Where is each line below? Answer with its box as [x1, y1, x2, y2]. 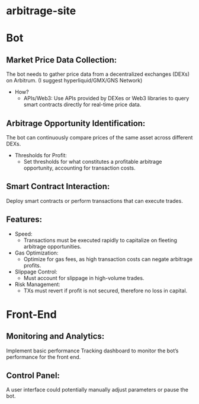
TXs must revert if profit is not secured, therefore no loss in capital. [23, 287, 188, 294]
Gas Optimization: [14, 249, 59, 256]
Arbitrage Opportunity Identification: [6, 118, 146, 128]
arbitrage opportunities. [23, 243, 82, 250]
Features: [6, 215, 43, 225]
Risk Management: [14, 281, 60, 288]
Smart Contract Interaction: [6, 182, 110, 192]
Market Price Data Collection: [6, 55, 117, 65]
